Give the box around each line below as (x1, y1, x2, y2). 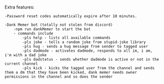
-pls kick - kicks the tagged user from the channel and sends (22, 66, 155, 71)
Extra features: (4, 4, 35, 10)
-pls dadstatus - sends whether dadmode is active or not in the (22, 57, 160, 62)
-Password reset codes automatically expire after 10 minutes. (4, 14, 137, 19)
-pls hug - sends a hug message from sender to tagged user (22, 44, 148, 49)
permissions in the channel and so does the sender (4, 74, 113, 79)
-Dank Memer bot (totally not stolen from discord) (4, 22, 113, 27)
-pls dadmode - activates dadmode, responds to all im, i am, (22, 48, 153, 53)
